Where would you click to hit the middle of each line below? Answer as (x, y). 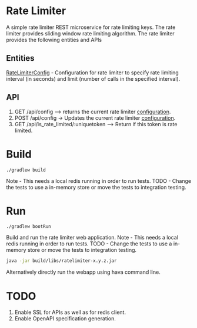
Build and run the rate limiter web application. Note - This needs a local (92, 238)
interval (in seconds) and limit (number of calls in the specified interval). (93, 78)
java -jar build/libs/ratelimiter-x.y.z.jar (61, 261)
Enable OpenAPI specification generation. (65, 319)
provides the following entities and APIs (54, 40)
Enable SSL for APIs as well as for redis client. (70, 312)
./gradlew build (26, 170)
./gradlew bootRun (29, 227)
